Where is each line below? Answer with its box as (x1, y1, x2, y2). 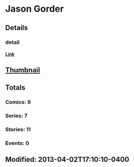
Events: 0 (5, 140, 29, 147)
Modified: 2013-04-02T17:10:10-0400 (5, 155, 129, 163)
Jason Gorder (5, 3, 64, 15)
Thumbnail (5, 66, 41, 74)
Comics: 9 (5, 98, 31, 105)
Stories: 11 (5, 126, 31, 133)
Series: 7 (5, 112, 28, 119)
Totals (5, 83, 25, 92)
